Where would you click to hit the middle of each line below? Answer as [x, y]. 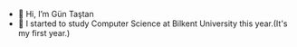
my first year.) [44, 33]
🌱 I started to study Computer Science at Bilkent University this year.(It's [153, 23]
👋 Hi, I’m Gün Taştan [56, 14]
